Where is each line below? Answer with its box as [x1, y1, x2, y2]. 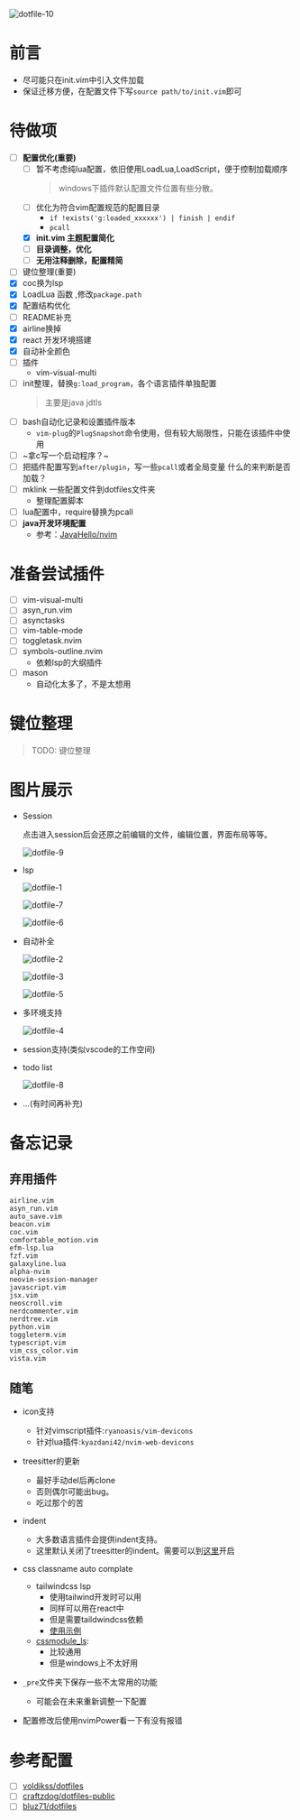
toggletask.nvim [22, 635, 83, 646]
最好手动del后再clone [35, 1475, 115, 1486]
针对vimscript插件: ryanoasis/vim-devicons [35, 1426, 194, 1437]
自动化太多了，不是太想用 [35, 678, 132, 689]
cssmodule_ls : [35, 1636, 90, 1647]
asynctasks [22, 614, 66, 626]
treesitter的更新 [22, 1455, 80, 1466]
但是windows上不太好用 [49, 1658, 139, 1668]
